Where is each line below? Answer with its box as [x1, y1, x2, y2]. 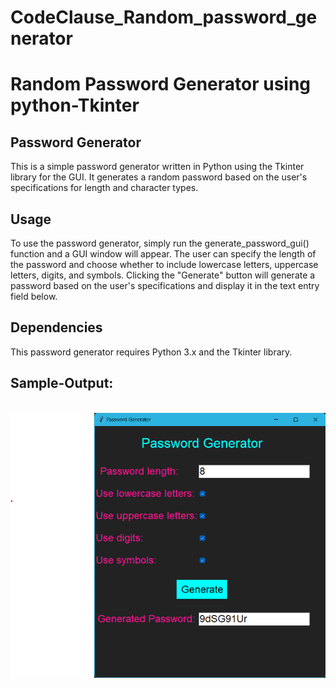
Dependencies [10, 319, 103, 336]
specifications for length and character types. [10, 182, 199, 194]
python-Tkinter [10, 94, 140, 117]
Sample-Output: [10, 375, 114, 392]
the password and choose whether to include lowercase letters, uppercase [10, 259, 319, 270]
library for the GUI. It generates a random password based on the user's [10, 171, 308, 183]
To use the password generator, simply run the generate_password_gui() [10, 237, 310, 249]
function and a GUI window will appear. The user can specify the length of [10, 248, 317, 260]
